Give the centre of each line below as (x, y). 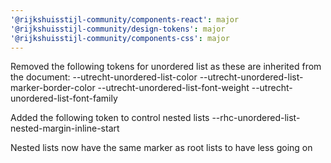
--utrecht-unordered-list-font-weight (173, 88)
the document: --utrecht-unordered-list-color (104, 77)
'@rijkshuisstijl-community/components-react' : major (125, 19)
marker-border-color (53, 88)
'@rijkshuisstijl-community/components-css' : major (120, 38)
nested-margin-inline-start (65, 128)
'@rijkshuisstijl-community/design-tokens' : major (118, 29)
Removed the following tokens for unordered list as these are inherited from (166, 67)
